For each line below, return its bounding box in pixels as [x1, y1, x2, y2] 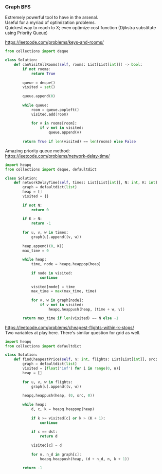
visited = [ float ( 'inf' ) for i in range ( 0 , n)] [22, 366, 121, 371]
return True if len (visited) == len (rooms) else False [22, 139, 136, 144]
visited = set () [22, 85, 55, 90]
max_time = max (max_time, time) [31, 289, 97, 294]
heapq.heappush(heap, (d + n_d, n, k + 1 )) [39, 456, 130, 461]
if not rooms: [22, 67, 51, 72]
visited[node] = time [31, 284, 75, 289]
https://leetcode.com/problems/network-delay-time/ [5, 153, 110, 159]
